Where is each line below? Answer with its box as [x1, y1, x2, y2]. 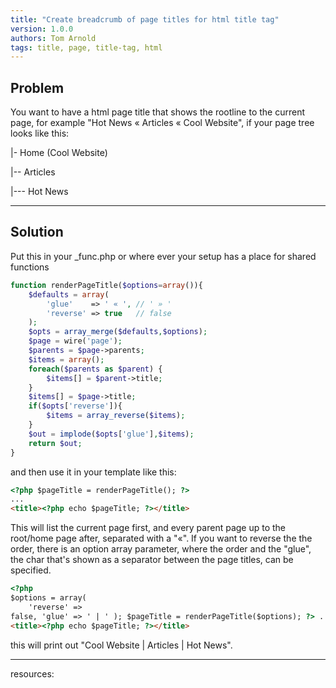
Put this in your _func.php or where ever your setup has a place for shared [10, 250, 317, 262]
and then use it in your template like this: [10, 466, 177, 478]
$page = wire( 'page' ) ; [28, 336, 123, 346]
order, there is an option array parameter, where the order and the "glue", [10, 543, 312, 555]
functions [10, 261, 50, 273]
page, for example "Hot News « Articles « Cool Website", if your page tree [10, 117, 315, 129]
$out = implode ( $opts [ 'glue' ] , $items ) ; [28, 429, 195, 439]
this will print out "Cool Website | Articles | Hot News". [10, 639, 233, 651]
